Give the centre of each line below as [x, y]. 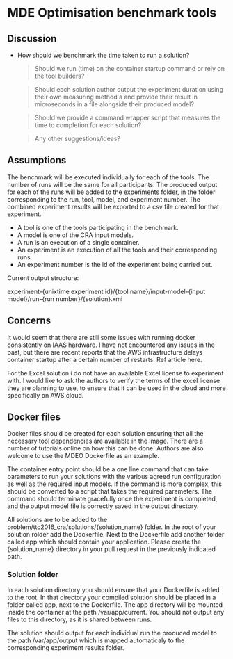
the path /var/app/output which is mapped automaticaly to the [96, 640]
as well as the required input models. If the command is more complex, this [115, 484]
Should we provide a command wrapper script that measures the [128, 117]
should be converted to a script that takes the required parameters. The [110, 491]
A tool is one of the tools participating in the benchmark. [98, 227]
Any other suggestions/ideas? [77, 138]
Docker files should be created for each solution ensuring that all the [105, 434]
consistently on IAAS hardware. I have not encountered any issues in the [111, 345]
